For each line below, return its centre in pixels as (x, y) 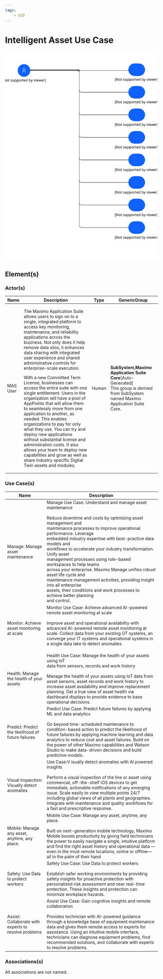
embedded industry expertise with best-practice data (100, 539)
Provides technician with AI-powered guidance (94, 917)
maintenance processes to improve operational (94, 528)
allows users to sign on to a (51, 316)
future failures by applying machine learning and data (100, 734)
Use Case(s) (20, 484)
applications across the (47, 337)
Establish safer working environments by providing (97, 874)
